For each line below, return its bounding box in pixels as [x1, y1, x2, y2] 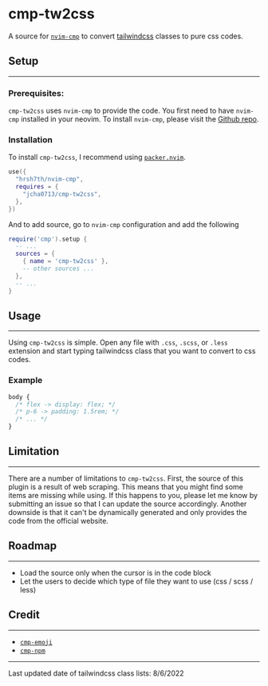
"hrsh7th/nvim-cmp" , [15, 175, 84, 184]
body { [8, 393, 30, 401]
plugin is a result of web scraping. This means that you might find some [8, 481, 243, 492]
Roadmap [8, 539, 57, 552]
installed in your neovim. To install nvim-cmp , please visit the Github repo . [21, 114, 259, 124]
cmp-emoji [19, 638, 53, 646]
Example [8, 375, 43, 386]
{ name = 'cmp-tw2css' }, [22, 257, 109, 265]
